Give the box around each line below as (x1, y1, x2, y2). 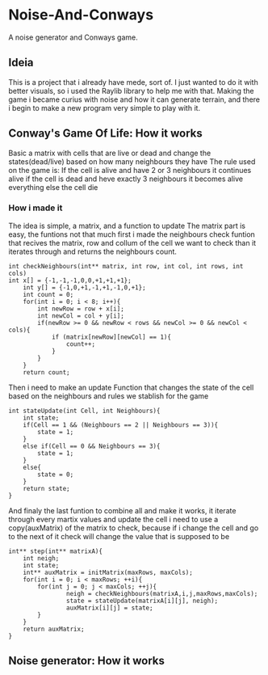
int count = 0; (23, 290, 74, 298)
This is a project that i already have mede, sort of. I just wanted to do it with (8, 77, 258, 86)
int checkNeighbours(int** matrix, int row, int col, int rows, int (8, 262, 244, 270)
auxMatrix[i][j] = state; (65, 604, 153, 612)
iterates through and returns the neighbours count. (8, 247, 178, 256)
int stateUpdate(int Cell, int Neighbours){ (8, 407, 161, 415)
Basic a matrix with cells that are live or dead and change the (8, 148, 211, 158)
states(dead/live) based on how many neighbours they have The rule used (8, 156, 256, 167)
